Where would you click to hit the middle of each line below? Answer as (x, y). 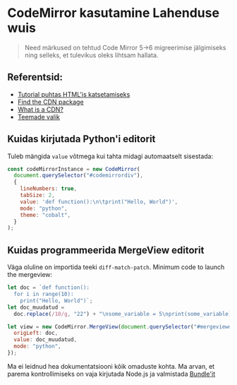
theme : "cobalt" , (45, 215)
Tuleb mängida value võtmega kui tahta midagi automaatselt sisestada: (110, 156)
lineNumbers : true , (49, 189)
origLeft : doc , (36, 333)
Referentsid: (35, 77)
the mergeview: (30, 275)
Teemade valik (38, 117)
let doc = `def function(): (49, 288)
